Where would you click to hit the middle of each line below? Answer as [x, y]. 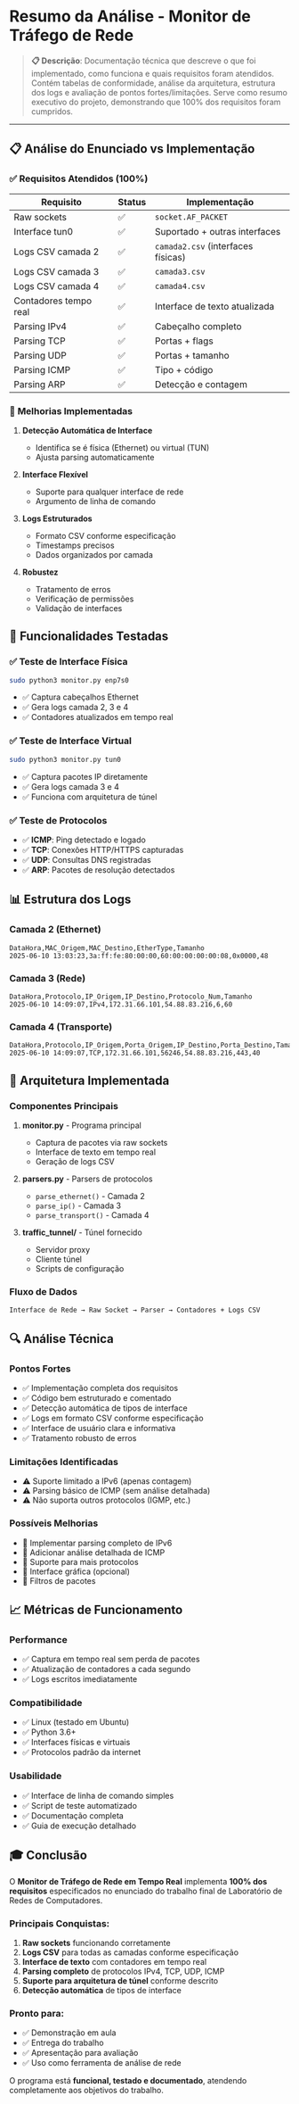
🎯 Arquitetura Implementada [89, 1080]
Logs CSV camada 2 [57, 252]
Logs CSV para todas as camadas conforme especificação [130, 1952]
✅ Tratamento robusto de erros [79, 1437]
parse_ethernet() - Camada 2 [90, 1196]
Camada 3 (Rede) [48, 978]
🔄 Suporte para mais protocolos [81, 1561]
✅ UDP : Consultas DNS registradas [86, 859]
